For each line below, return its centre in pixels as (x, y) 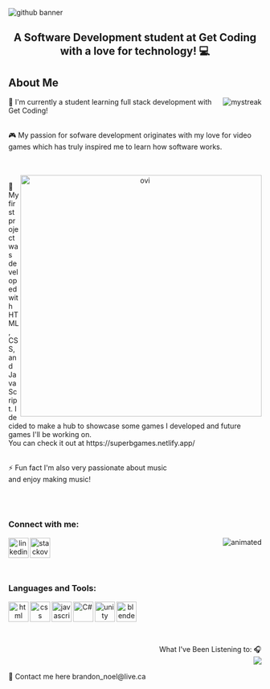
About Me (33, 83)
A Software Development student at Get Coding (135, 37)
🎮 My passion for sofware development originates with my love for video (130, 135)
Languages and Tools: (52, 588)
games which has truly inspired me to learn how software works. (115, 147)
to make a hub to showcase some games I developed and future (135, 426)
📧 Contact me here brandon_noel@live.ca (77, 676)
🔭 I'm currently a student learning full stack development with (110, 102)
